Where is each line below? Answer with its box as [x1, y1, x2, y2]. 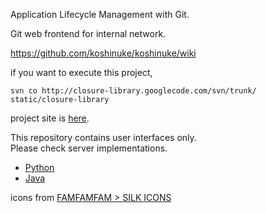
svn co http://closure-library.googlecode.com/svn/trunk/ [10, 86, 257, 96]
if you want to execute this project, [10, 67, 153, 78]
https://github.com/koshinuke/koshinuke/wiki [10, 47, 197, 59]
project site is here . [10, 112, 90, 124]
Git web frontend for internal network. [10, 28, 167, 39]
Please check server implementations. [10, 142, 168, 154]
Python [24, 162, 55, 173]
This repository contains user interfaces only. [10, 132, 197, 143]
